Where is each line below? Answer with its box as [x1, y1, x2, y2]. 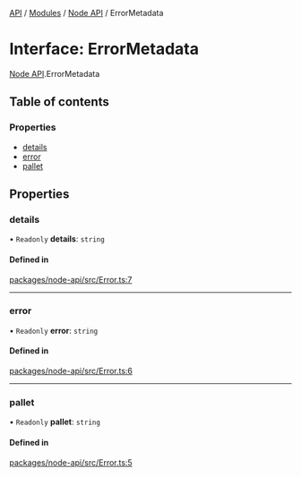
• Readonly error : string [9, 325, 99, 336]
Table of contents [9, 94, 109, 110]
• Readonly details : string [9, 234, 105, 244]
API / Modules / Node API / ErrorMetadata [9, 8, 164, 18]
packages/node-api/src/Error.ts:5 [9, 456, 133, 468]
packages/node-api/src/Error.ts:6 [9, 366, 133, 377]
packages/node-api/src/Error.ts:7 [9, 274, 133, 285]
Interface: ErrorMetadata [9, 39, 200, 59]
